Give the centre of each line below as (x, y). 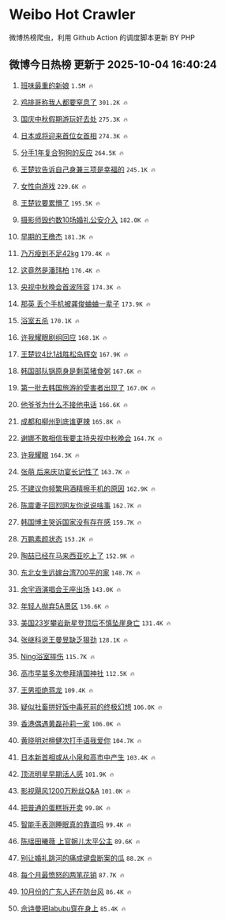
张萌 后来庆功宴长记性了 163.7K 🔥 (75, 471)
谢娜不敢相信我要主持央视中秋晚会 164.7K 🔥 (91, 438)
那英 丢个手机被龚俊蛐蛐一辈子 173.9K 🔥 (85, 304)
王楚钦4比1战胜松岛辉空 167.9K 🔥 (74, 354)
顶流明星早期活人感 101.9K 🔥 (67, 774)
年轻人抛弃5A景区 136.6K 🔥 (65, 605)
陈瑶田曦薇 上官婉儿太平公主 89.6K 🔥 (80, 841)
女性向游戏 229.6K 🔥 (53, 186)
